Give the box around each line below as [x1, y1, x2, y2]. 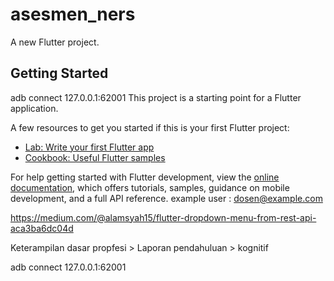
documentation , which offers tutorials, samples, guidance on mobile [10, 181, 290, 193]
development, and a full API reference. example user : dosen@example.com [10, 192, 323, 204]
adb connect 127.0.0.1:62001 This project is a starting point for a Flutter [10, 91, 302, 103]
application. [10, 102, 59, 114]
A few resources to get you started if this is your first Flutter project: [10, 121, 290, 133]
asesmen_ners [10, 3, 136, 26]
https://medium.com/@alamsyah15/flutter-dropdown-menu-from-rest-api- [10, 211, 317, 223]
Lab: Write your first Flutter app [24, 141, 155, 153]
